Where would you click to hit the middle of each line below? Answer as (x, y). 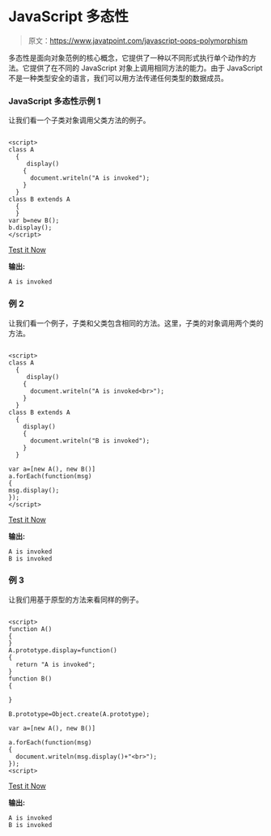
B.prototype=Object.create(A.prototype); (79, 714)
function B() (30, 678)
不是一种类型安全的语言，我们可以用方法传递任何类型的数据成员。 (118, 78)
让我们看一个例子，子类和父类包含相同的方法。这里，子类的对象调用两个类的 (136, 323)
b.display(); (30, 228)
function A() (30, 629)
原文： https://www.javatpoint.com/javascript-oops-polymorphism (138, 41)
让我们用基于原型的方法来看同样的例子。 (76, 599)
